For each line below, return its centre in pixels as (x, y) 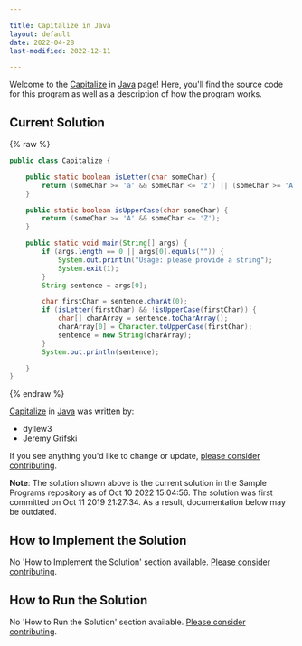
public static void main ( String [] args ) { (107, 243)
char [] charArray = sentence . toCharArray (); (143, 318)
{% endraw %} (37, 394)
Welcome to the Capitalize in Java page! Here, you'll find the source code (146, 84)
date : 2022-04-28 (42, 42)
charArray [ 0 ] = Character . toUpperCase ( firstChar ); (155, 327)
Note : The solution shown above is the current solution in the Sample (138, 483)
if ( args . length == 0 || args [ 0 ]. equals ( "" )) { (133, 252)
